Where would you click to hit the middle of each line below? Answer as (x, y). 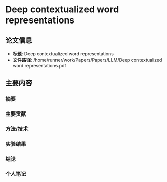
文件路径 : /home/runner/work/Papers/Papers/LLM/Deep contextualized (87, 60)
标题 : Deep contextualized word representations (63, 54)
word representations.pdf (39, 66)
